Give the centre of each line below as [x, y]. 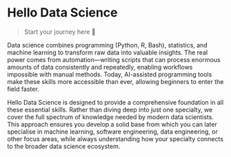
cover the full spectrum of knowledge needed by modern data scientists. [110, 117]
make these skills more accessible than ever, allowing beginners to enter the [115, 81]
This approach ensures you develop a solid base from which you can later [112, 124]
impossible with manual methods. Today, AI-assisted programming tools [110, 74]
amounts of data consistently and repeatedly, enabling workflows [100, 67]
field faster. [23, 89]
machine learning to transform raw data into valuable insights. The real [108, 52]
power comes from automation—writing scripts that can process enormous [114, 59]
